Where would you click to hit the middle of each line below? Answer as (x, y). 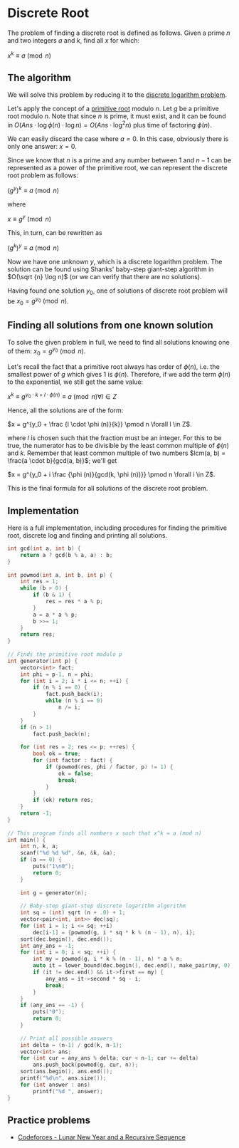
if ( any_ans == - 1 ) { (52, 1006)
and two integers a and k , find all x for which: (74, 40)
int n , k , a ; (39, 846)
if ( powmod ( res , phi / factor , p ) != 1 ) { (109, 767)
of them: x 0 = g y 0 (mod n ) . (47, 351)
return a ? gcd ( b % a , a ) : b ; (67, 555)
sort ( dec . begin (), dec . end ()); (67, 939)
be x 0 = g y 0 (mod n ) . (38, 301)
